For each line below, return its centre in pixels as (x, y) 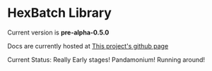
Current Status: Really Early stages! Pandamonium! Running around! (106, 59)
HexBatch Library (59, 13)
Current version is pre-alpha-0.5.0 (58, 32)
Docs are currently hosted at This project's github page (88, 46)
